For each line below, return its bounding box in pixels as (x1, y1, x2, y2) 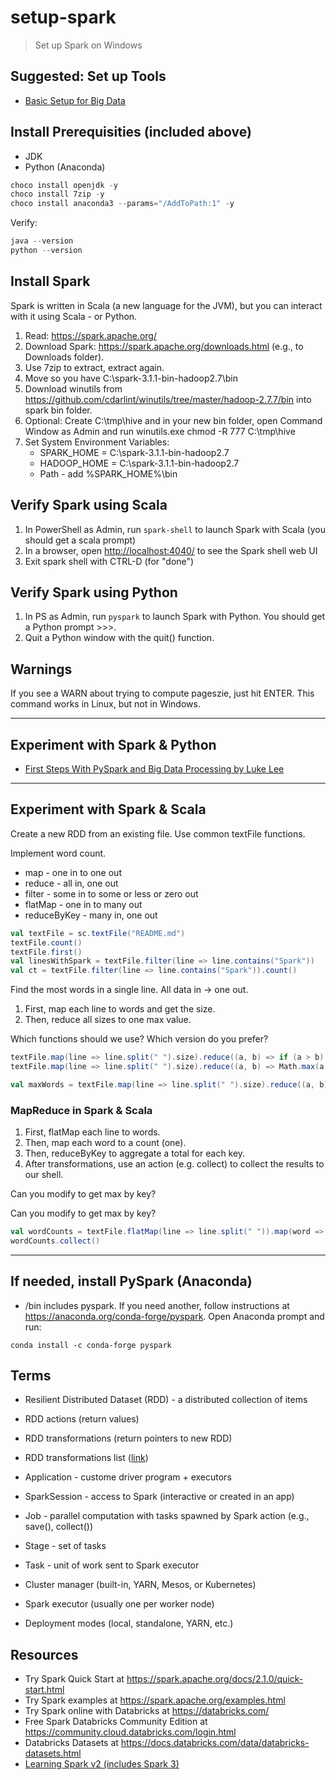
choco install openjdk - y (10, 180, 118, 190)
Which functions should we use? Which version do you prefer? (10, 1033, 269, 1045)
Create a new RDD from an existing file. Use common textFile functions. (10, 827, 306, 840)
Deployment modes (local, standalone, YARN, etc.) (24, 1617, 234, 1630)
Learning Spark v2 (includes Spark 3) (24, 1758, 180, 1770)
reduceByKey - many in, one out (24, 909, 158, 921)
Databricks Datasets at (24, 1737, 119, 1749)
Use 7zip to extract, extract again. (24, 361, 165, 373)
